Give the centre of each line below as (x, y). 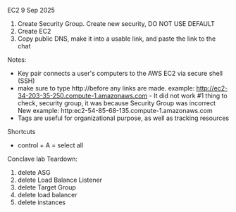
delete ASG (34, 172)
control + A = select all (50, 145)
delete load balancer (47, 195)
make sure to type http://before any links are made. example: (106, 88)
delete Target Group (46, 187)
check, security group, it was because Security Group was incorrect (117, 103)
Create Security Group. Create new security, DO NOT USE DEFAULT (116, 24)
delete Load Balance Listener (60, 180)
